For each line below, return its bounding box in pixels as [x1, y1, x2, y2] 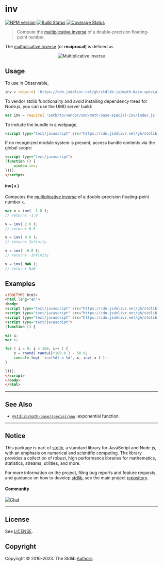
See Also [5, 400, 33, 408]
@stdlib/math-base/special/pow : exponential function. [12, 413, 120, 419]
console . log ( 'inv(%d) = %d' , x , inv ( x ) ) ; [14, 355, 108, 361]
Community [5, 486, 30, 492]
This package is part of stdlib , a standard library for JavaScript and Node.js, [5, 444, 157, 451]
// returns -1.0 [5, 213, 38, 218]
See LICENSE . [5, 528, 33, 534]
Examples [5, 280, 35, 288]
